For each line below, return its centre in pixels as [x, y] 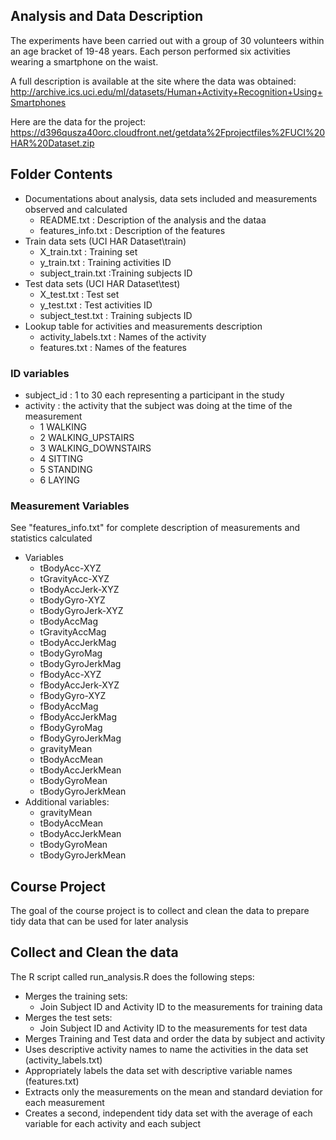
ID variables [40, 373]
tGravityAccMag [73, 632]
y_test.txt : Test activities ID [96, 305]
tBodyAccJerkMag [78, 643]
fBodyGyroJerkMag [80, 738]
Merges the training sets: [76, 996]
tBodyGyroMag [71, 653]
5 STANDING [66, 469]
